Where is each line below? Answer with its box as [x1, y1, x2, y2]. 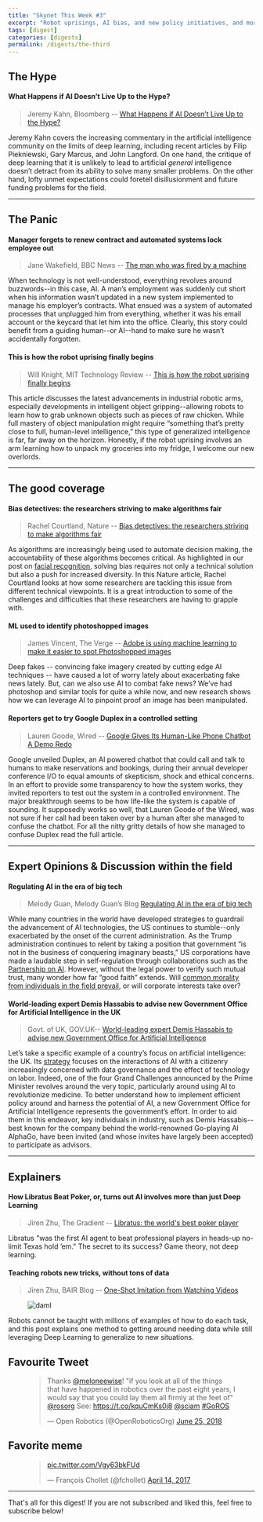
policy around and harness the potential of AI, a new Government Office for [8, 1099, 251, 1108]
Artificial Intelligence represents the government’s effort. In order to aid [8, 1107, 237, 1116]
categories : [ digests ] [8, 33, 82, 42]
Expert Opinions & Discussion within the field [8, 859, 233, 873]
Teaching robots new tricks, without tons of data [8, 1268, 170, 1277]
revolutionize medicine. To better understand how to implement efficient [8, 1090, 241, 1099]
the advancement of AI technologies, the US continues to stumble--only [8, 923, 240, 932]
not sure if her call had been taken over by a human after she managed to [8, 813, 245, 822]
